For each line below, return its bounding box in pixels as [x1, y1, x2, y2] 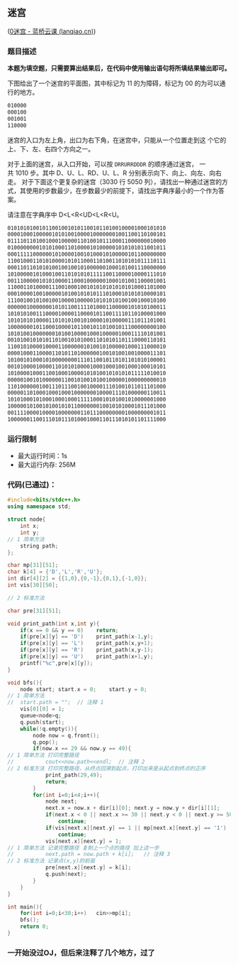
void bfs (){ [7, 679, 42, 686]
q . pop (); [33, 738, 59, 746]
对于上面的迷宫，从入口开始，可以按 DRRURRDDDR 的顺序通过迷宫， [7, 159, 198, 168]
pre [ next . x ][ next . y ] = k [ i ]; [45, 864, 132, 872]
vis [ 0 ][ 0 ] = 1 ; [20, 705, 65, 713]
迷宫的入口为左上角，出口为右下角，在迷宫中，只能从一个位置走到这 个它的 [7, 136, 227, 144]
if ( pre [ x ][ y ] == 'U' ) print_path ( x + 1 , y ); [20, 653, 154, 661]
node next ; [45, 798, 78, 805]
